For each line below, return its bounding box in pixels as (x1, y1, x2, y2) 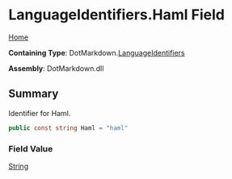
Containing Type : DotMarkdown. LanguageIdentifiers (8, 48, 185, 57)
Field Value (8, 143, 53, 154)
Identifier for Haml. (8, 108, 71, 118)
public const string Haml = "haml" (8, 123, 129, 132)
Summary (8, 87, 59, 101)
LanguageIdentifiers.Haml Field (8, 6, 225, 24)
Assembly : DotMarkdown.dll (8, 63, 104, 73)
